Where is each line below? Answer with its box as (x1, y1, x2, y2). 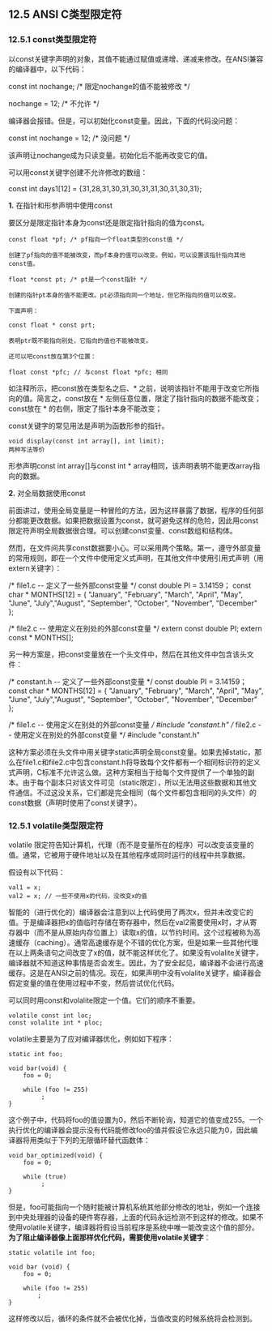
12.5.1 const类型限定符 (8, 34, 97, 45)
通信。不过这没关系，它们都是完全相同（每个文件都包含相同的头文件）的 (15, 787, 257, 797)
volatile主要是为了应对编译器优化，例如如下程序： (8, 1034, 174, 1043)
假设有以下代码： (8, 867, 66, 877)
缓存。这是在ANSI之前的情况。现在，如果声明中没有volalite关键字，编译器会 (8, 968, 261, 978)
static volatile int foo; (8, 1248, 96, 1256)
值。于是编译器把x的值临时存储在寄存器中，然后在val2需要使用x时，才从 (8, 917, 250, 927)
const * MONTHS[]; (8, 632, 74, 642)
